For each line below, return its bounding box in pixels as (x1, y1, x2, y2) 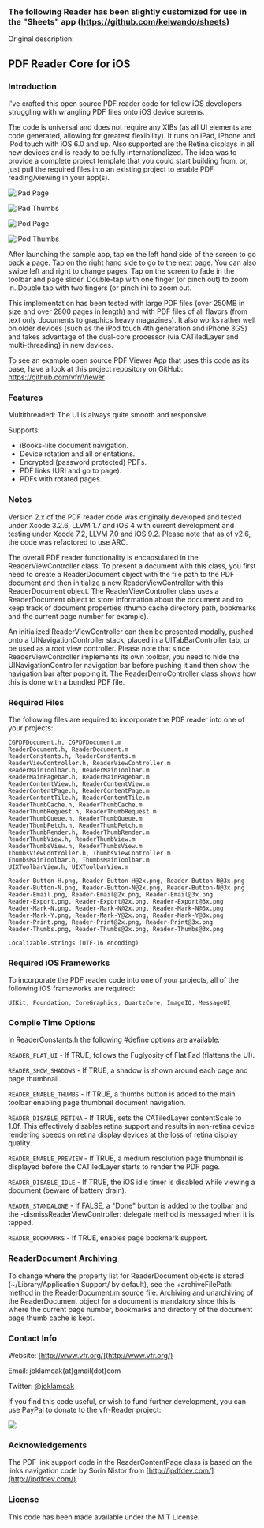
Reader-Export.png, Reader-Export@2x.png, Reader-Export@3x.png (8, 897, 224, 905)
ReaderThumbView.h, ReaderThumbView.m (8, 835, 136, 843)
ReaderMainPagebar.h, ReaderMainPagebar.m (8, 773, 150, 781)
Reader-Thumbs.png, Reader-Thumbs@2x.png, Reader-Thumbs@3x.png (8, 925, 224, 933)
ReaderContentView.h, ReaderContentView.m (8, 779, 150, 788)
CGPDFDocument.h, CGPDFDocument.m (8, 738, 122, 746)
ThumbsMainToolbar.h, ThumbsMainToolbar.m (8, 856, 150, 864)
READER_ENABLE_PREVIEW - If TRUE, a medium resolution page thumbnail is (8, 1153, 244, 1164)
